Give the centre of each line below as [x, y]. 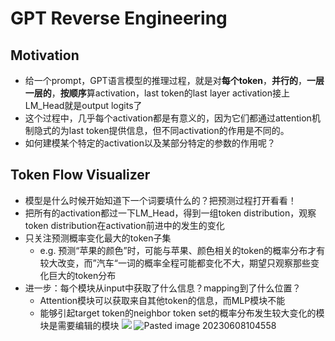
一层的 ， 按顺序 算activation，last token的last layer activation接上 [157, 93]
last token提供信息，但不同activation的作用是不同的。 [179, 130]
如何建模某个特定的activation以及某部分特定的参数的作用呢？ [150, 143]
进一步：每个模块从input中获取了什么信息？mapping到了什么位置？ [163, 288]
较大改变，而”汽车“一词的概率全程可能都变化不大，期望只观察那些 [175, 263]
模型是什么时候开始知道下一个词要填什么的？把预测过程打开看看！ [160, 200]
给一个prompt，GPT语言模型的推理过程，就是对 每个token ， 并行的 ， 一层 [174, 80]
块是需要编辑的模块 [79, 325]
